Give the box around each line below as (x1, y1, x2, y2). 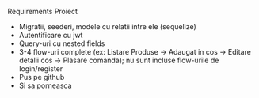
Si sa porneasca (18, 81, 72, 90)
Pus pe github (18, 73, 65, 81)
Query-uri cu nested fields (18, 39, 105, 48)
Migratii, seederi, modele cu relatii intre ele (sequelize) (18, 22, 197, 31)
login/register (18, 64, 63, 73)
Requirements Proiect (7, 7, 78, 16)
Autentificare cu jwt (18, 31, 83, 40)
